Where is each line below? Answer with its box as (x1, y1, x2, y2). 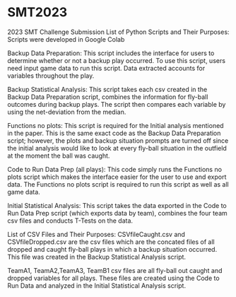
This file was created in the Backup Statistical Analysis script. (7, 252, 186, 261)
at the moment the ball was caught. (7, 151, 110, 160)
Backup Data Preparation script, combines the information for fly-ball (7, 93, 208, 101)
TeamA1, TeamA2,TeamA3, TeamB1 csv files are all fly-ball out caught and (7, 266, 223, 274)
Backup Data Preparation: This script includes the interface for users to (7, 49, 215, 57)
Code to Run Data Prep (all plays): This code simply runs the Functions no (7, 165, 223, 173)
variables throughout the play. (7, 71, 95, 80)
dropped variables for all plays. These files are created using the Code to (7, 274, 220, 282)
